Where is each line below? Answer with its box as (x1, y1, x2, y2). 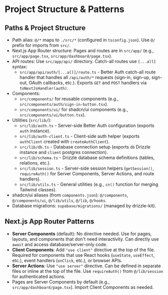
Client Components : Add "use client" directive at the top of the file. (12, 247, 155, 253)
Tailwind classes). (19, 187, 57, 192)
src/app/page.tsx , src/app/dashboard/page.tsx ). (12, 53, 113, 59)
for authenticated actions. (12, 273, 66, 279)
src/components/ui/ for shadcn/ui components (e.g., (19, 107, 128, 112)
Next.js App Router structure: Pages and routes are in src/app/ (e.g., (12, 48, 154, 53)
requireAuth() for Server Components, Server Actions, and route (19, 171, 154, 177)
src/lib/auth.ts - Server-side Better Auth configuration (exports (19, 122, 154, 128)
